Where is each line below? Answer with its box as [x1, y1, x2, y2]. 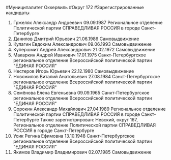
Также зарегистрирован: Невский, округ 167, [40, 117, 138, 122]
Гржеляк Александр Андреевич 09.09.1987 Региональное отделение [13, 20, 163, 25]
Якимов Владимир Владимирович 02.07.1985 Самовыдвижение [13, 149, 152, 155]
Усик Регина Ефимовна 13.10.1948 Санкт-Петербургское [13, 133, 135, 139]
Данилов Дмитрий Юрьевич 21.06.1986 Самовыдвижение [13, 36, 139, 42]
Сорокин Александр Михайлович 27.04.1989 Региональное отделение [13, 106, 166, 112]
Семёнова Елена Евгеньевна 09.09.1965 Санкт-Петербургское [13, 90, 150, 95]
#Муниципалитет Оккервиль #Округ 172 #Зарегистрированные [6, 5, 144, 10]
